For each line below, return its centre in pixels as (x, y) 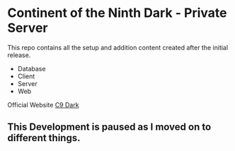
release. (19, 55)
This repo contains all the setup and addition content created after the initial (118, 47)
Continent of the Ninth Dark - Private (117, 13)
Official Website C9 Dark (43, 104)
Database (31, 68)
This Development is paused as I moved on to (109, 127)
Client (26, 76)
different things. (44, 138)
